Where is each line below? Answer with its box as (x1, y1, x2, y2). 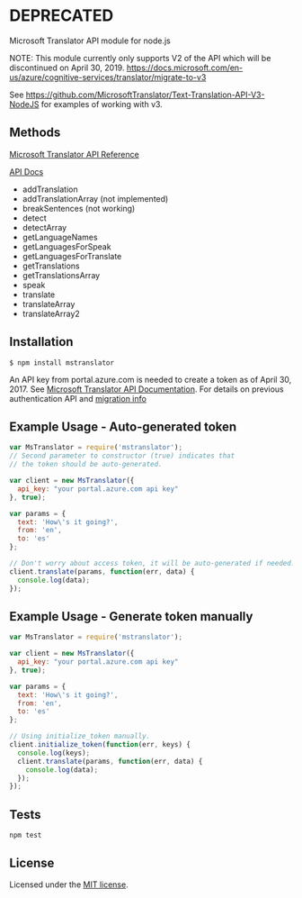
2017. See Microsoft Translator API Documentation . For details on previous (9, 384, 285, 395)
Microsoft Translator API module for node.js (9, 35, 171, 46)
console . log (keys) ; (17, 748, 91, 757)
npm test (9, 830, 42, 840)
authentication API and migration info (9, 393, 147, 404)
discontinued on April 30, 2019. (9, 62, 125, 73)
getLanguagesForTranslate (22, 250, 122, 261)
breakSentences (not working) (22, 203, 136, 213)
